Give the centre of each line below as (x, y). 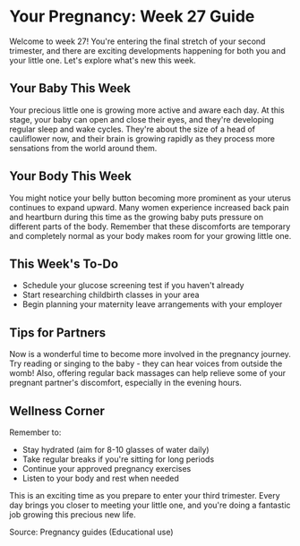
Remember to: (35, 432)
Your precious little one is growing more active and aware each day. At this (147, 110)
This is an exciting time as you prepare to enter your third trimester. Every (145, 495)
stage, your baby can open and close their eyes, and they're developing (142, 119)
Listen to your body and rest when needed (100, 478)
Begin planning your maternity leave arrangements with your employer (152, 304)
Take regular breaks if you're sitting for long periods (118, 459)
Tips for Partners (58, 333)
